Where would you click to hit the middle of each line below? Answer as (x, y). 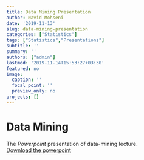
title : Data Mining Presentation (49, 12)
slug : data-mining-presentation (47, 29)
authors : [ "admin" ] (31, 57)
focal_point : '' (32, 86)
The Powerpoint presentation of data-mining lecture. (72, 144)
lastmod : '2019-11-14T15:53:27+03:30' (55, 63)
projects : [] (23, 97)
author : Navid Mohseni (35, 18)
